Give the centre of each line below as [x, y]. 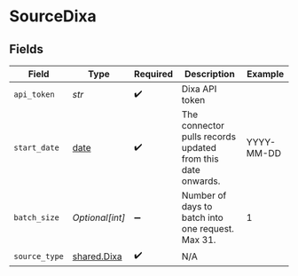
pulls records [209, 137]
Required [154, 74]
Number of [204, 195]
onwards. [201, 181]
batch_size [36, 218]
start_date [36, 148]
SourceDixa [53, 16]
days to [197, 206]
